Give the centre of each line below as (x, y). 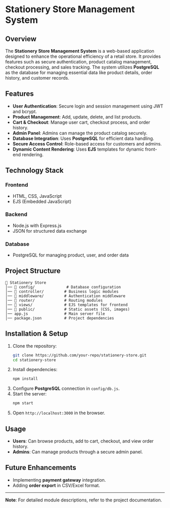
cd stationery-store (34, 360)
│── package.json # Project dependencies (60, 318)
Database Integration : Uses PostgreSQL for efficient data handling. (83, 138)
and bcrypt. (25, 111)
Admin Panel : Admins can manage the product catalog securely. (80, 133)
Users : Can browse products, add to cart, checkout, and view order (83, 441)
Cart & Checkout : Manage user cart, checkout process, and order (81, 122)
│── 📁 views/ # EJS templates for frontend (67, 305)
